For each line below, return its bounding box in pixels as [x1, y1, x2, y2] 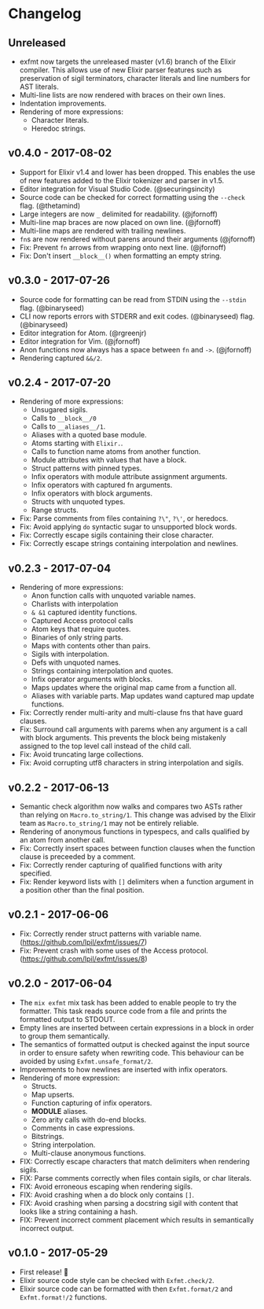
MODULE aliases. [31, 1106, 88, 1115]
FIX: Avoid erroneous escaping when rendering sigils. [19, 1182, 193, 1191]
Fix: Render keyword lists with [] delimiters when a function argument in [19, 877, 254, 887]
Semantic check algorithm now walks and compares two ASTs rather [19, 802, 243, 811]
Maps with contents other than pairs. [31, 641, 151, 651]
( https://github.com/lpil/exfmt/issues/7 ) [19, 937, 148, 946]
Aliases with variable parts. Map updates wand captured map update [31, 691, 255, 701]
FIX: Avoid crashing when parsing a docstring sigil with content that [19, 1198, 238, 1208]
